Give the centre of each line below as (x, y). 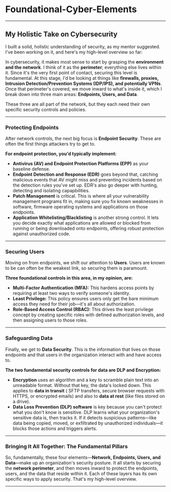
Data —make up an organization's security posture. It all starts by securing (83, 463)
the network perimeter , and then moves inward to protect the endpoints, (82, 468)
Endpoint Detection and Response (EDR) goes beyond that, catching (85, 174)
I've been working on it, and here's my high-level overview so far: (74, 52)
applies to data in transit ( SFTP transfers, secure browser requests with (89, 390)
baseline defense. (31, 169)
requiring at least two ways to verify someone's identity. (72, 293)
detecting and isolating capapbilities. (51, 191)
